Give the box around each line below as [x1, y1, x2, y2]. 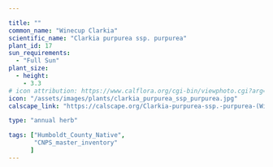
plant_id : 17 [8, 41, 53, 49]
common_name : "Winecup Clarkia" [8, 26, 118, 35]
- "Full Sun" [15, 57, 60, 65]
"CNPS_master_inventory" [33, 139, 118, 147]
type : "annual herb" [8, 117, 79, 125]
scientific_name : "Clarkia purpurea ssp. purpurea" [8, 34, 187, 42]
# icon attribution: [8, 87, 79, 95]
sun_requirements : [8, 49, 71, 58]
